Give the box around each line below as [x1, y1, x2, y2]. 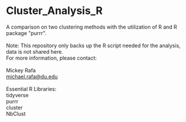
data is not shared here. [6, 48, 63, 55]
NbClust [6, 110, 26, 117]
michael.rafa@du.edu [6, 73, 58, 80]
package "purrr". [6, 29, 47, 36]
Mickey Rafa [6, 67, 36, 74]
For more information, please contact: [6, 54, 97, 61]
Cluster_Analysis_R [6, 4, 103, 18]
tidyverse [6, 92, 29, 99]
